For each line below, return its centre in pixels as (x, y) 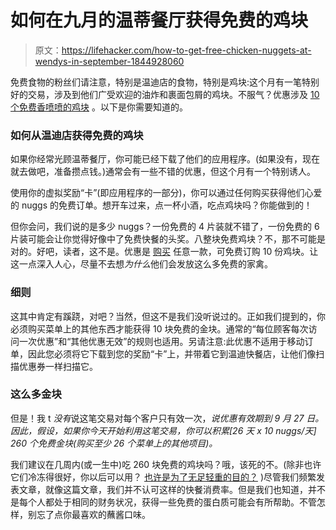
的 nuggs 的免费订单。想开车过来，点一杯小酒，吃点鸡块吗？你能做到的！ (161, 205)
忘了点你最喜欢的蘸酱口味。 (93, 514)
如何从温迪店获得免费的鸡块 (77, 135)
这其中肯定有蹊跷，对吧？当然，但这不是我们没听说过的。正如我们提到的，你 (168, 316)
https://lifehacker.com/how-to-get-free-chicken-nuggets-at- (186, 50)
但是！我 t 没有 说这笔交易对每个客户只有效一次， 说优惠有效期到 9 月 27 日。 (167, 418)
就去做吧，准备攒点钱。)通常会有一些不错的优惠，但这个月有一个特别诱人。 (163, 172)
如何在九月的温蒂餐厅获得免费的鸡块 (159, 20)
